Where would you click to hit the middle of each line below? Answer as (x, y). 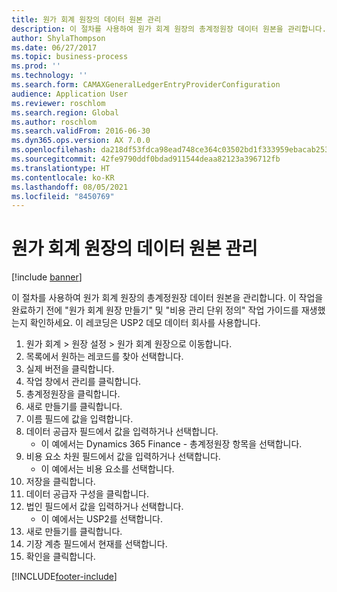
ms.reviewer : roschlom (58, 103)
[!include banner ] (47, 277)
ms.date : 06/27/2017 (54, 47)
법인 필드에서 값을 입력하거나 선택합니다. (104, 507)
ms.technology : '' (49, 76)
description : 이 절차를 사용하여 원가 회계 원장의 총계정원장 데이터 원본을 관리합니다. (169, 29)
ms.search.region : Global (65, 112)
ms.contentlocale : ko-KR (63, 177)
